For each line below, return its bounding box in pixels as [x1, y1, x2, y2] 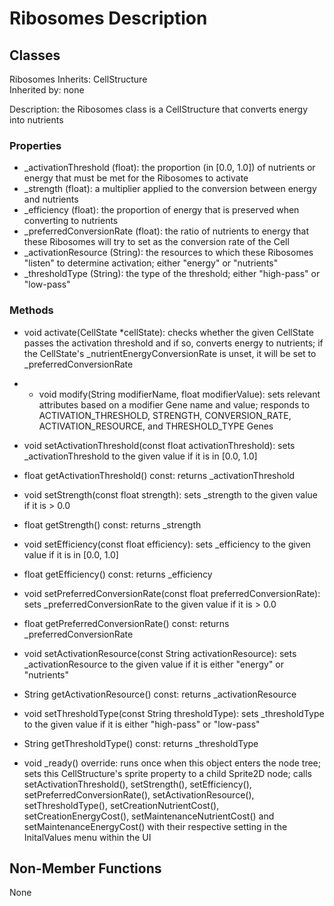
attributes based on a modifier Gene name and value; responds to [38, 398, 311, 411]
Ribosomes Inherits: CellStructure [9, 73, 148, 85]
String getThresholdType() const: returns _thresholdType [23, 737, 259, 749]
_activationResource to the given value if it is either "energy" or [23, 658, 285, 670]
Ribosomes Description [9, 7, 208, 30]
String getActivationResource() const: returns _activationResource [23, 688, 297, 700]
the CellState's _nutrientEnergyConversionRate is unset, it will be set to [23, 347, 317, 359]
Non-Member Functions [9, 860, 162, 877]
